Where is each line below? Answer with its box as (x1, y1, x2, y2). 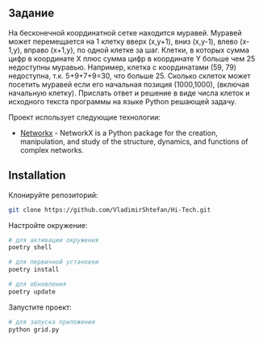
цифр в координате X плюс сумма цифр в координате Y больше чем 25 (8, 53, 256, 63)
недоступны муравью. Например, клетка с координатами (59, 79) (8, 62, 236, 72)
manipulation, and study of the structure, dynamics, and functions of (19, 137, 248, 146)
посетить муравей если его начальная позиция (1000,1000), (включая (8, 79, 250, 89)
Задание (8, 6, 55, 20)
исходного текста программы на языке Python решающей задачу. (8, 96, 237, 106)
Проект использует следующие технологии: (8, 112, 161, 122)
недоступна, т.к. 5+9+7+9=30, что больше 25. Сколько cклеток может (8, 70, 252, 80)
